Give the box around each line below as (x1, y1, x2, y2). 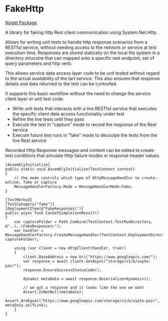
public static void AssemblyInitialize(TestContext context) (5, 167, 135, 172)
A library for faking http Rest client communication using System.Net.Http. (5, 29, 158, 35)
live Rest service (12, 137, 46, 143)
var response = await (23, 259, 68, 264)
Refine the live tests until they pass (12, 116, 84, 122)
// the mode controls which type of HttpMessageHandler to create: (14, 175, 157, 181)
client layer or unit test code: (5, 96, 64, 102)
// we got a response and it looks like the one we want (23, 285, 144, 290)
